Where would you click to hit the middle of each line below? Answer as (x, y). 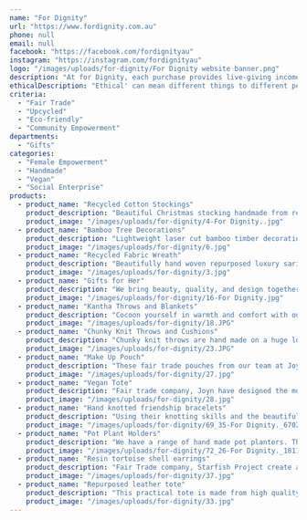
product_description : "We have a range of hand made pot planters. (157, 442)
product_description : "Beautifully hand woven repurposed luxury (153, 264)
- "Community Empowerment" (69, 129)
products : (28, 196)
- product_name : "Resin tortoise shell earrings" (114, 459)
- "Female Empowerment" (63, 162)
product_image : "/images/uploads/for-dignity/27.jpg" (130, 374)
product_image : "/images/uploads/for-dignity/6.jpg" (128, 247)
